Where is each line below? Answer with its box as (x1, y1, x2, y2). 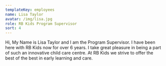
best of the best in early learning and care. (5, 55, 93, 61)
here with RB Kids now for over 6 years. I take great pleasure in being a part (5, 45, 161, 51)
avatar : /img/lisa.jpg (5, 16, 52, 21)
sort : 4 (5, 26, 21, 31)
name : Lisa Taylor (5, 12, 43, 17)
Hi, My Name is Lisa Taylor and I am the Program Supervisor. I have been (5, 39, 155, 45)
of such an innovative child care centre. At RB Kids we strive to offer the (5, 50, 153, 56)
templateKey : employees (5, 7, 55, 12)
